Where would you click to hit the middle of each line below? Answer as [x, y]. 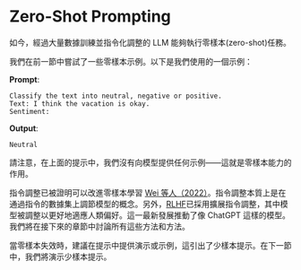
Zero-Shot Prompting [90, 17]
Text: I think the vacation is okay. [80, 104]
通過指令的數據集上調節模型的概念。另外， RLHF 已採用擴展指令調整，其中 [145, 204]
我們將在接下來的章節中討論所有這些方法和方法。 [99, 226]
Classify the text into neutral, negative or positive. [116, 96]
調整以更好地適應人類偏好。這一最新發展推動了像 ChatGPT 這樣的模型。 [158, 215]
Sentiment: [30, 111]
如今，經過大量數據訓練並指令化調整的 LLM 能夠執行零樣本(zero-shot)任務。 [150, 42]
